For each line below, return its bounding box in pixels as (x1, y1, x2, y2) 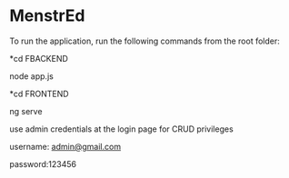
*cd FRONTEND (9, 88, 70, 99)
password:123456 (9, 158, 77, 169)
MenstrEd (9, 5, 85, 26)
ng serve (9, 105, 43, 116)
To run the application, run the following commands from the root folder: (9, 35, 280, 46)
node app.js (9, 70, 55, 82)
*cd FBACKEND (9, 53, 68, 64)
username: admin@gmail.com (9, 141, 121, 152)
